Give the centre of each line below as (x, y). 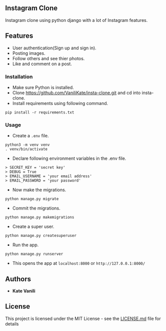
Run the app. (25, 245)
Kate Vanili (24, 291)
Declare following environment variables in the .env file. (69, 158)
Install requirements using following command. (60, 103)
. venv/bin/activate (27, 149)
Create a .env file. (31, 136)
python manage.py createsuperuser (41, 236)
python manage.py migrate (32, 199)
